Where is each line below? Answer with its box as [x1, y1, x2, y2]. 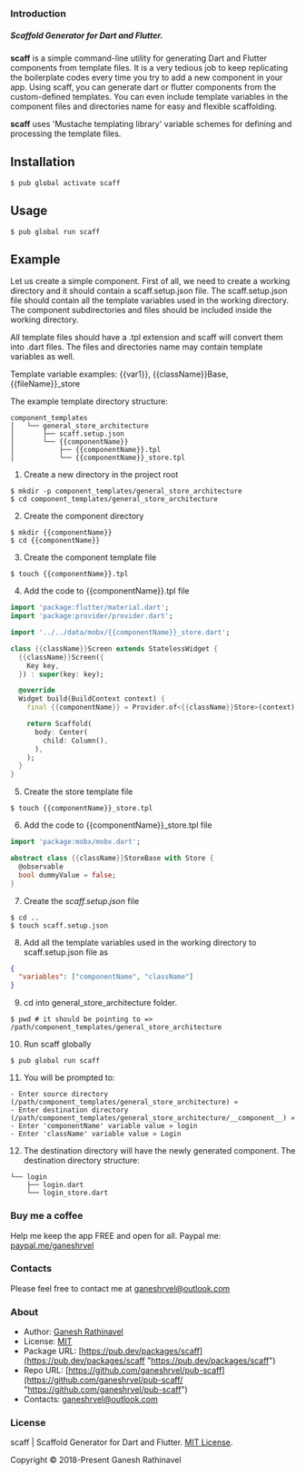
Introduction [10, 7, 66, 20]
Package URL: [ [23, 1346, 83, 1357]
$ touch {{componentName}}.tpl [10, 570, 129, 579]
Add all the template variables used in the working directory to [23, 937, 257, 948]
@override [18, 686, 55, 695]
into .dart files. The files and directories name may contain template [10, 341, 263, 352]
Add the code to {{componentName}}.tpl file [23, 585, 190, 596]
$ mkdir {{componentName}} [10, 528, 113, 537]
